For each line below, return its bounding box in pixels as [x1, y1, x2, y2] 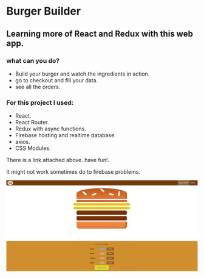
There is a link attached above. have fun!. [6, 157, 110, 164]
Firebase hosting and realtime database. [15, 132, 117, 139]
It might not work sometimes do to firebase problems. [6, 168, 141, 176]
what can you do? [6, 56, 59, 65]
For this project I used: [6, 98, 74, 107]
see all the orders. [15, 83, 61, 90]
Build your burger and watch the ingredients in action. [15, 70, 150, 77]
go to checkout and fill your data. [15, 76, 98, 84]
